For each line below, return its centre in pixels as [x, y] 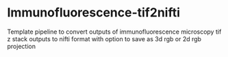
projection [22, 46]
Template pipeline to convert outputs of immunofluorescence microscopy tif [114, 32]
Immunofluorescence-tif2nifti [93, 13]
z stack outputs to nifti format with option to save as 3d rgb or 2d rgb [104, 38]
